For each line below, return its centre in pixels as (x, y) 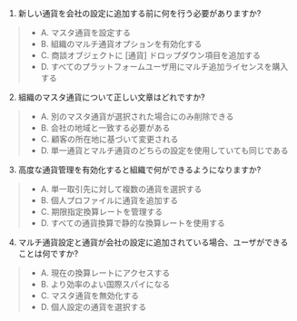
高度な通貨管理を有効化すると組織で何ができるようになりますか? (139, 170)
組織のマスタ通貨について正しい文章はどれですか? (112, 97)
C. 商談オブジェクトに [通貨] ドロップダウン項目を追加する (150, 55)
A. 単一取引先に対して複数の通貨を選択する (121, 189)
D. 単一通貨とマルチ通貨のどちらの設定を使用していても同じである (164, 151)
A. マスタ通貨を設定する (86, 33)
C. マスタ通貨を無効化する (89, 296)
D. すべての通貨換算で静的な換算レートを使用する (133, 223)
